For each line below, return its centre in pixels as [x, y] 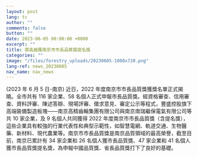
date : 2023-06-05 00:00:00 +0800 [47, 39]
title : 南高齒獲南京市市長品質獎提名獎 [48, 50]
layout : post [22, 11]
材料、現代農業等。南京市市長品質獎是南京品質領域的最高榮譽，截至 [104, 133]
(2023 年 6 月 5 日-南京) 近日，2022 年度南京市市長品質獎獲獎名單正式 [92, 89]
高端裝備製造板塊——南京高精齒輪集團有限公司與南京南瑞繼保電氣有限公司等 [99, 111]
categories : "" [25, 55]
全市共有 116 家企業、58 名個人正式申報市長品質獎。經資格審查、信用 [100, 96]
